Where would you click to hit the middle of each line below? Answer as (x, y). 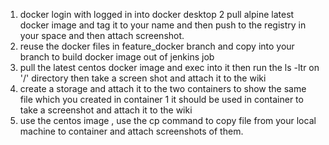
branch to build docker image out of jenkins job (117, 57)
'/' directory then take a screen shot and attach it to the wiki (143, 78)
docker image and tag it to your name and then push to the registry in (163, 25)
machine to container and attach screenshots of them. (131, 131)
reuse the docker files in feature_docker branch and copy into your (157, 46)
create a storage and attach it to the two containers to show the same (163, 88)
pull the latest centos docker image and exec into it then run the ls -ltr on (169, 67)
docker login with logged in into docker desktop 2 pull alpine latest (157, 14)
